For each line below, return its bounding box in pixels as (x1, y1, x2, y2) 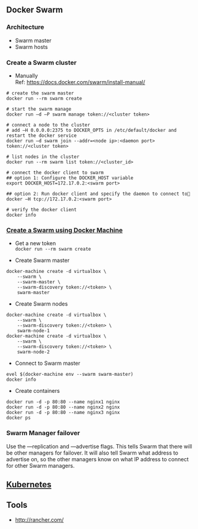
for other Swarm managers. (6, 462, 75, 469)
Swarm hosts (14, 43, 48, 50)
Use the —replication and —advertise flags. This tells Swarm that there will (6, 442, 192, 450)
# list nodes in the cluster (6, 154, 80, 160)
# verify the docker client (6, 206, 77, 212)
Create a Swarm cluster (6, 58, 77, 67)
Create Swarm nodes (14, 300, 68, 307)
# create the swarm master (6, 90, 74, 96)
